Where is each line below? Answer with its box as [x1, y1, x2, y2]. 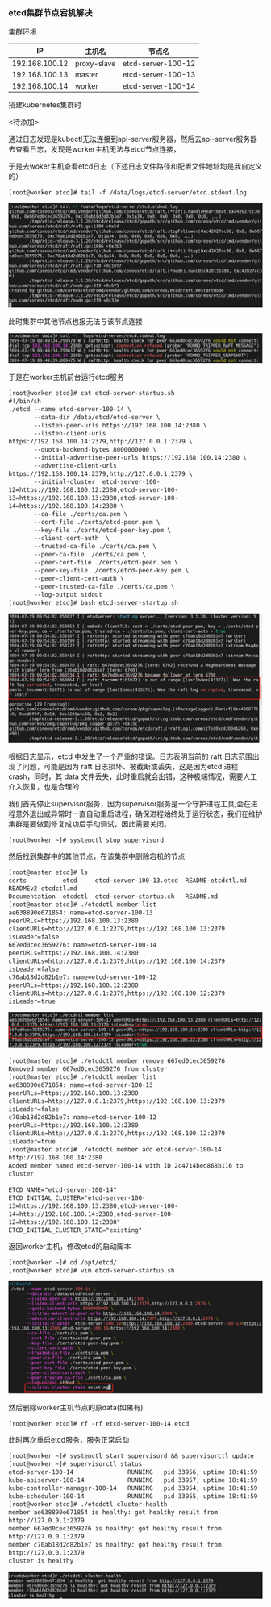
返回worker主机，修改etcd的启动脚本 [8, 1241, 131, 1251]
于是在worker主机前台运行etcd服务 [8, 373, 125, 382]
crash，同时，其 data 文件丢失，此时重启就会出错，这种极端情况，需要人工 [8, 772, 258, 781]
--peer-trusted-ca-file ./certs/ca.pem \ [33, 583, 175, 591]
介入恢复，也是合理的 [8, 782, 79, 792]
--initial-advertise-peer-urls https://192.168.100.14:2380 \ [33, 454, 248, 462]
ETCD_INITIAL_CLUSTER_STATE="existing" [8, 1226, 143, 1234]
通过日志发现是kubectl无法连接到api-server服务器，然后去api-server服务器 [8, 135, 258, 144]
